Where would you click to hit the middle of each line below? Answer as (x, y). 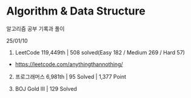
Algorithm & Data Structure (76, 11)
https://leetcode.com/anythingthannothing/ (69, 64)
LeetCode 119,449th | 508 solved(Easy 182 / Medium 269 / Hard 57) (100, 52)
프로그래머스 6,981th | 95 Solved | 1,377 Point (70, 76)
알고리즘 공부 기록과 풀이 (35, 28)
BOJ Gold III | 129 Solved (46, 88)
